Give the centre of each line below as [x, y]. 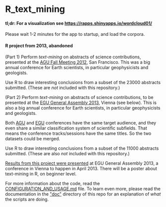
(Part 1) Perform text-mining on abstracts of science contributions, [73, 57]
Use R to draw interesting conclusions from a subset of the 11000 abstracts [82, 148]
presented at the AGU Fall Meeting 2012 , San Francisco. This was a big [78, 62]
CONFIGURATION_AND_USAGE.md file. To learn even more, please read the [83, 189]
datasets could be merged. [33, 138]
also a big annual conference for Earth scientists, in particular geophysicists [83, 107]
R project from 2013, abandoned [39, 45]
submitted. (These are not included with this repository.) [63, 88]
